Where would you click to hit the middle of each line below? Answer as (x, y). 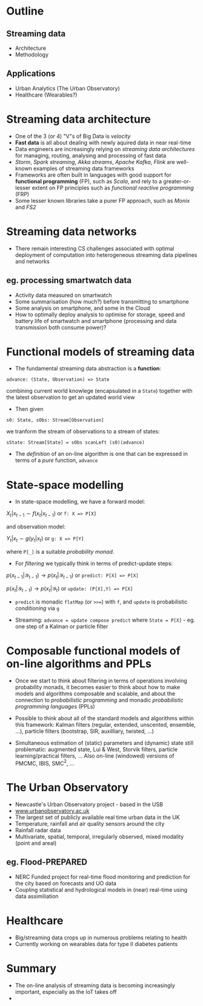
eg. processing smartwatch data (69, 280)
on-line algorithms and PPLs (79, 664)
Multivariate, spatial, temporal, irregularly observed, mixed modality (99, 837)
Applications (31, 74)
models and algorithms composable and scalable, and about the (95, 693)
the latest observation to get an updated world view (71, 397)
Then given (29, 409)
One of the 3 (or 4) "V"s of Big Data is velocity (73, 136)
